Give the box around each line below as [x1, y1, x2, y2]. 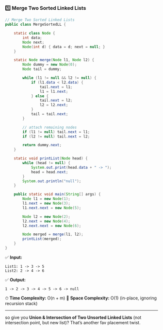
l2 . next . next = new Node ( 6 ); [22, 223, 81, 228]
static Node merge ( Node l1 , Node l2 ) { [14, 58, 95, 63]
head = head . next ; [31, 170, 68, 174]
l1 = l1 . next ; [39, 89, 68, 94]
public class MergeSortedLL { [5, 22, 66, 27]
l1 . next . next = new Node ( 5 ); [22, 205, 81, 210]
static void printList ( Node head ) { [14, 156, 88, 161]
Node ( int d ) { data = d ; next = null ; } [22, 44, 105, 49]
